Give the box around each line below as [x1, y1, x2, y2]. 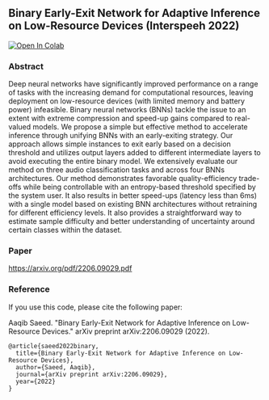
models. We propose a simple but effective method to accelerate [32, 122, 248, 132]
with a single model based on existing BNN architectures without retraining [8, 200, 258, 209]
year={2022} [15, 377, 57, 385]
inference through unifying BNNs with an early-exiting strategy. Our [8, 131, 233, 141]
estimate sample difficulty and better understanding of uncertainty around [8, 217, 255, 226]
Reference [8, 284, 50, 295]
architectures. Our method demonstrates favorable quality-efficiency [8, 174, 237, 183]
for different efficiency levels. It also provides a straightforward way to [8, 208, 242, 217]
